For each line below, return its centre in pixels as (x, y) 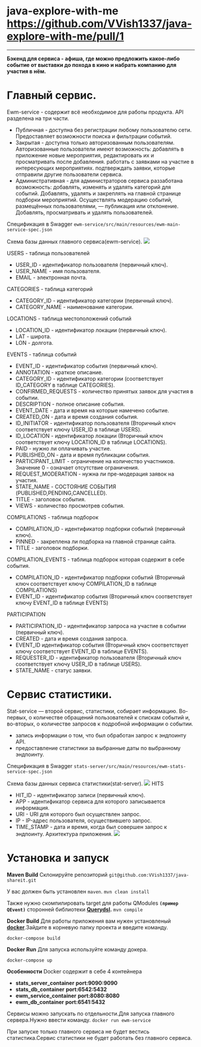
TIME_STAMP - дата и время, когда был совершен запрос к (91, 826)
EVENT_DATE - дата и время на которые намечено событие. (92, 410)
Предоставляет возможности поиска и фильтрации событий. (93, 136)
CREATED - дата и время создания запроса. (71, 638)
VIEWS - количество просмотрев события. (70, 506)
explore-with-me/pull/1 (65, 36)
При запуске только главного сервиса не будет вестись (78, 1031)
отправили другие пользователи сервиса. (69, 174)
